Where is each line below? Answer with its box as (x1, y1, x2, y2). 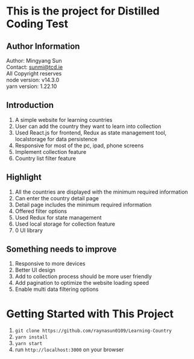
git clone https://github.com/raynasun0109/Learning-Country (14, 328, 172, 334)
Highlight (6, 172, 42, 182)
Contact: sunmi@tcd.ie (6, 63, 63, 71)
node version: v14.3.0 (6, 77, 60, 83)
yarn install (14, 334, 48, 340)
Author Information (6, 41, 80, 51)
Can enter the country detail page (14, 194, 99, 202)
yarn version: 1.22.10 (6, 83, 57, 90)
